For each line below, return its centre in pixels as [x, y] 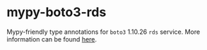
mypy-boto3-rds [57, 12]
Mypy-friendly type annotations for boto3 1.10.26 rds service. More [103, 32]
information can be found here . [52, 39]
